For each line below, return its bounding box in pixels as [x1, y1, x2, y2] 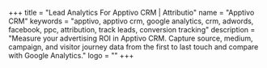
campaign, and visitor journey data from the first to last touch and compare [8, 42, 259, 52]
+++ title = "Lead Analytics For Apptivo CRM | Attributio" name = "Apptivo [8, 8, 255, 17]
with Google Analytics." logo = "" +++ [8, 51, 134, 60]
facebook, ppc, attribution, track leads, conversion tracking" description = [8, 25, 256, 34]
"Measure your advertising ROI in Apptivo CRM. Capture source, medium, [8, 33, 253, 43]
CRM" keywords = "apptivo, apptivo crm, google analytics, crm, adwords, [8, 16, 254, 26]
